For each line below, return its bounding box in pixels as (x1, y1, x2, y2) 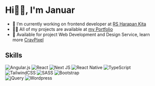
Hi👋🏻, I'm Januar (5, 4, 75, 16)
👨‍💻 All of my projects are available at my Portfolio (12, 26, 113, 32)
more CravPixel (12, 37, 44, 43)
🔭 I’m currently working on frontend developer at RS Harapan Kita (12, 21, 147, 27)
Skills (5, 51, 22, 60)
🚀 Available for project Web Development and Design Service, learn (12, 31, 150, 37)
